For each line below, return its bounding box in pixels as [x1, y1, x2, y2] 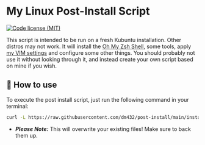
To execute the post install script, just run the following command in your [6, 96, 189, 103]
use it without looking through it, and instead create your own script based [6, 55, 193, 63]
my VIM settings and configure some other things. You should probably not [6, 49, 195, 56]
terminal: [6, 102, 29, 110]
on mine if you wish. [6, 62, 57, 69]
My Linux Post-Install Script [6, 4, 150, 18]
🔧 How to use [6, 80, 57, 90]
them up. [15, 132, 38, 139]
